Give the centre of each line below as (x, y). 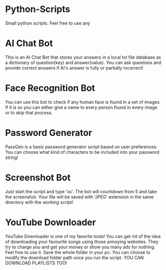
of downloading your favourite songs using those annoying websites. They (82, 241)
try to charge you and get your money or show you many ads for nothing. (80, 247)
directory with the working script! (39, 202)
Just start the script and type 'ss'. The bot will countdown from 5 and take (81, 191)
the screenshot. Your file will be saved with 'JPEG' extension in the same (80, 197)
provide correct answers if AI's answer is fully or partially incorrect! (74, 68)
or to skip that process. (29, 112)
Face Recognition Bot (50, 88)
